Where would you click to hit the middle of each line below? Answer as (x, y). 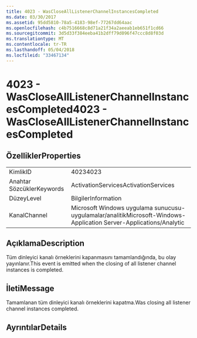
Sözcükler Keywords (37, 189)
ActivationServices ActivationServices (123, 185)
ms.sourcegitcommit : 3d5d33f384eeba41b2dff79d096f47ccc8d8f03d (85, 34)
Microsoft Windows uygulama (112, 208)
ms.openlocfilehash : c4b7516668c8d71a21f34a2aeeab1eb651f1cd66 (85, 28)
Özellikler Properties (43, 156)
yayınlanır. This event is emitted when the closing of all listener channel (91, 264)
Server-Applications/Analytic (144, 222)
